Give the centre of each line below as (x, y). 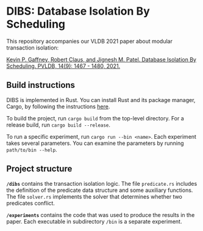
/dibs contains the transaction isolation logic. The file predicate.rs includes (102, 183)
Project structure (39, 169)
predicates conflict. (30, 203)
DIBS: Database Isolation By (78, 11)
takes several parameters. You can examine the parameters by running (95, 143)
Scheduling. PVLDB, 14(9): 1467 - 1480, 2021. (63, 66)
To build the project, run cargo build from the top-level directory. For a (95, 118)
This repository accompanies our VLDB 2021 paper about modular (89, 41)
